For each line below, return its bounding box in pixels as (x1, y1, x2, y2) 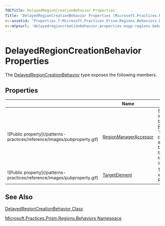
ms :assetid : (5, 18, 29, 23)
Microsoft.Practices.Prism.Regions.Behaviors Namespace (5, 215, 122, 221)
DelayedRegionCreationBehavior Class (5, 206, 83, 212)
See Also (5, 193, 33, 201)
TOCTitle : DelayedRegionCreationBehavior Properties (5, 8, 115, 13)
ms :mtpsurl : (5, 24, 29, 28)
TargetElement (102, 172, 133, 178)
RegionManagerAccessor (102, 134, 154, 140)
